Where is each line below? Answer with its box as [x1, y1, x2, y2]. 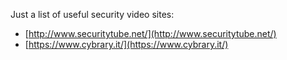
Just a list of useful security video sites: [10, 9, 175, 20]
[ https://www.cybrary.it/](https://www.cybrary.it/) [24, 39, 229, 50]
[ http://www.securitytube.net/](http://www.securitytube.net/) [24, 28, 277, 39]
